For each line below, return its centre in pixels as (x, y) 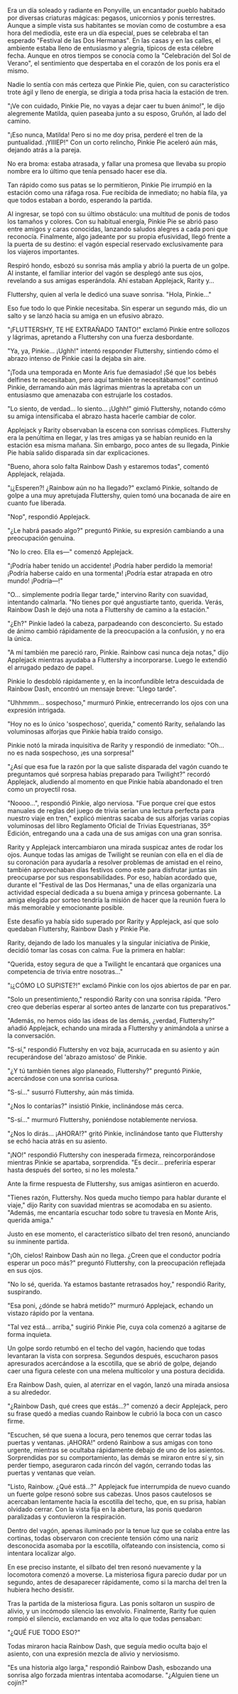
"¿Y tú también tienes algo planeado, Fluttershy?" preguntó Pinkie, (105, 1071)
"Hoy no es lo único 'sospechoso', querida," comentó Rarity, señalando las (117, 724)
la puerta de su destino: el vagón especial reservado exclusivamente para (115, 244)
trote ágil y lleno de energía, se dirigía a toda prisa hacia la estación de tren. (118, 92)
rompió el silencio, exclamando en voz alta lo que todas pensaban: (105, 1619)
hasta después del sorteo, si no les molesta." (73, 1170)
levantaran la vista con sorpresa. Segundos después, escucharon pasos (113, 1356)
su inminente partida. (38, 1242)
